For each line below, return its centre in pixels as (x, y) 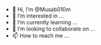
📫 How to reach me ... (40, 36)
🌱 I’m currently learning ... (45, 22)
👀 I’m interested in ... (38, 16)
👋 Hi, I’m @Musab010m (41, 9)
